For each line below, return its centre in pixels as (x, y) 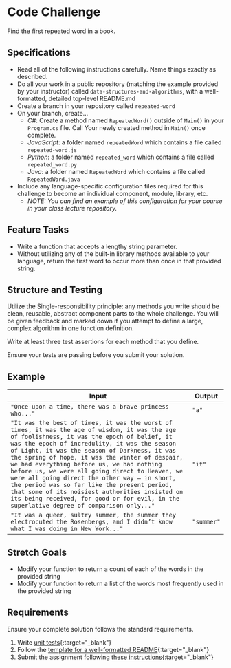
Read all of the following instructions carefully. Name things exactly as (117, 69)
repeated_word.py (52, 165)
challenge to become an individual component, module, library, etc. (112, 193)
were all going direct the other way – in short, (93, 478)
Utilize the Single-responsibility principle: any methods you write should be (113, 306)
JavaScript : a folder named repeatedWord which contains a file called (124, 142)
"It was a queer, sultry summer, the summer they (93, 515)
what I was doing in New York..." (67, 529)
